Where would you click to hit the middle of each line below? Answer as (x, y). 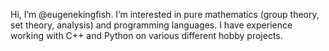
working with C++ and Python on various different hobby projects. (146, 35)
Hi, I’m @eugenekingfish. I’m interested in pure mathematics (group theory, (165, 14)
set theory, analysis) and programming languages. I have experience (151, 25)
